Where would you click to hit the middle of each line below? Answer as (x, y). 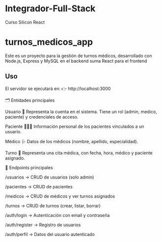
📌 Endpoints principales (29, 167)
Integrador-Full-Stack (50, 9)
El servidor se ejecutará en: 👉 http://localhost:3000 (58, 89)
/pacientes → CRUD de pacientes (39, 186)
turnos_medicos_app (49, 42)
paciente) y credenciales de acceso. (42, 117)
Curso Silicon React (25, 22)
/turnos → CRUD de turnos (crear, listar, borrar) (53, 206)
